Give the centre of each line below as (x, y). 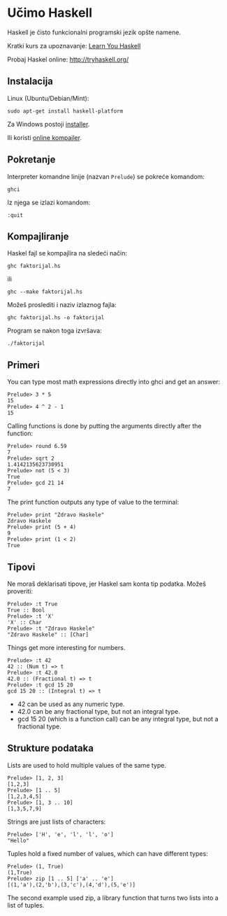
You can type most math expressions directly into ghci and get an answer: (114, 382)
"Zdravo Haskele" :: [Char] (48, 635)
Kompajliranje (38, 236)
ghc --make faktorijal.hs (45, 292)
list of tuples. (26, 905)
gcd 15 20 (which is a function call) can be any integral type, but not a (118, 719)
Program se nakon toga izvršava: (55, 331)
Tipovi (21, 567)
